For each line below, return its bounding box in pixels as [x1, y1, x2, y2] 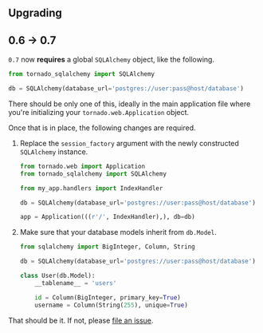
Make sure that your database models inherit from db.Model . [19, 228, 217, 237]
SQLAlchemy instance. [19, 147, 88, 157]
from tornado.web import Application [19, 162, 146, 170]
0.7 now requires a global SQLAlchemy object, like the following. [8, 55, 215, 65]
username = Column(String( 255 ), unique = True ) [34, 301, 189, 309]
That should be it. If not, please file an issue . [8, 315, 154, 325]
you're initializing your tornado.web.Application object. [8, 107, 190, 117]
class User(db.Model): [19, 272, 96, 280]
